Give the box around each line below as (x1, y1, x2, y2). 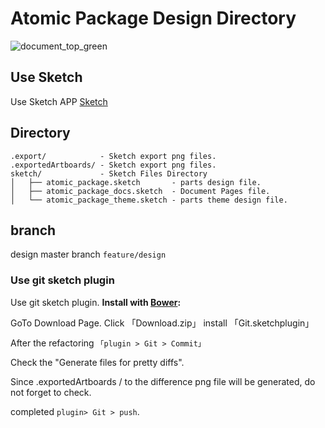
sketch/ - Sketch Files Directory (10, 168, 208, 179)
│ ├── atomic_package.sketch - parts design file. (10, 177, 262, 187)
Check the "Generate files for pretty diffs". (10, 356, 185, 368)
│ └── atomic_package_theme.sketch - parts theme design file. (10, 195, 288, 205)
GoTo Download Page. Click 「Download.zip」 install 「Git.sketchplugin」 (10, 317, 315, 329)
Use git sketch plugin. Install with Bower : (10, 296, 182, 308)
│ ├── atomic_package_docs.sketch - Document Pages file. (10, 186, 271, 196)
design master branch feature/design (10, 248, 167, 261)
